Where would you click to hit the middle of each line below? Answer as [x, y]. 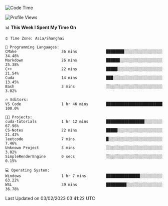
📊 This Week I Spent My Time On [41, 27]
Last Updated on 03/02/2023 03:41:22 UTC [50, 198]
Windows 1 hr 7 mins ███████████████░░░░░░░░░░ [84, 176]
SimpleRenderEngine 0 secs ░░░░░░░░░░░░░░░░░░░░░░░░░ [84, 156]
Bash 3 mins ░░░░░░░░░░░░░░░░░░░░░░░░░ [84, 86]
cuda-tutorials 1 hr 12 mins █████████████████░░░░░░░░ [84, 121]
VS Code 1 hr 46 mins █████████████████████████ [84, 104]
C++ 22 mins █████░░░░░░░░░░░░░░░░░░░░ [84, 69]
